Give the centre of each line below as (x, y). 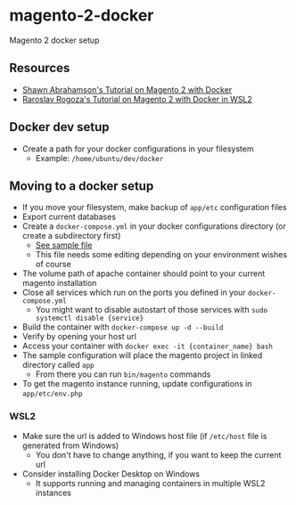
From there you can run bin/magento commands (123, 374)
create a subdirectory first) (71, 236)
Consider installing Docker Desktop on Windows (111, 474)
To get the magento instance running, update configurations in (137, 384)
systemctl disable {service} (90, 318)
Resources (40, 68)
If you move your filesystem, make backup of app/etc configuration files (154, 208)
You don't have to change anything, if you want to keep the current (158, 454)
